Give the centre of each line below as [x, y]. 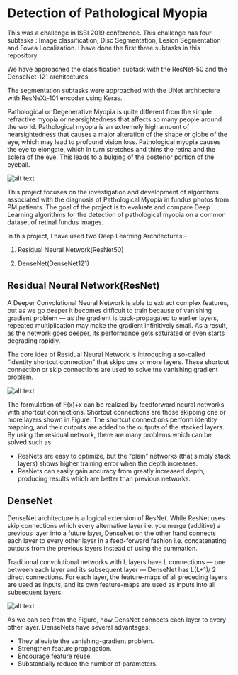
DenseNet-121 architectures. [49, 77]
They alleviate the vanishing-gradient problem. [86, 641]
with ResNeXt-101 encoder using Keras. [65, 98]
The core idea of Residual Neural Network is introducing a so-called [106, 354]
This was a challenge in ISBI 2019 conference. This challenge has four [109, 33]
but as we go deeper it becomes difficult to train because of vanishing [110, 310]
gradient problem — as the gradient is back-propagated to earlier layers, [113, 318]
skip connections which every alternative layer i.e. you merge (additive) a [114, 525]
